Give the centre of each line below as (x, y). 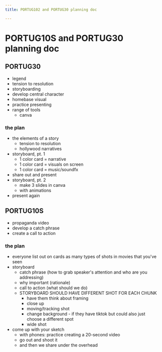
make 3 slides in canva (42, 185)
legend (19, 78)
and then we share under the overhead (59, 345)
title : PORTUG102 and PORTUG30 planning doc (51, 10)
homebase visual (29, 99)
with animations (35, 190)
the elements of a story (35, 138)
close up (35, 303)
